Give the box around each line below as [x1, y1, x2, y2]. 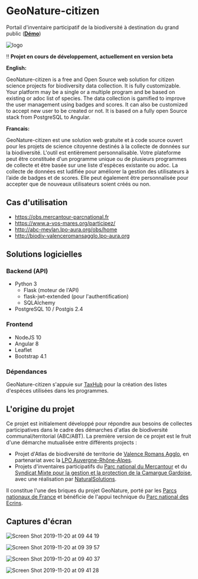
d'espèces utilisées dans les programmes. [6, 387, 109, 394]
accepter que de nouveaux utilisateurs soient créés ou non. [6, 180, 151, 187]
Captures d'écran [6, 516, 72, 527]
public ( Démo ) [6, 30, 41, 37]
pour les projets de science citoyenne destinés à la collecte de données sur [6, 143, 190, 150]
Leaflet [14, 346, 33, 353]
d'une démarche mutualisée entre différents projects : [6, 439, 137, 446]
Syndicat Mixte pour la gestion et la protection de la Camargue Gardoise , [14, 469, 192, 476]
